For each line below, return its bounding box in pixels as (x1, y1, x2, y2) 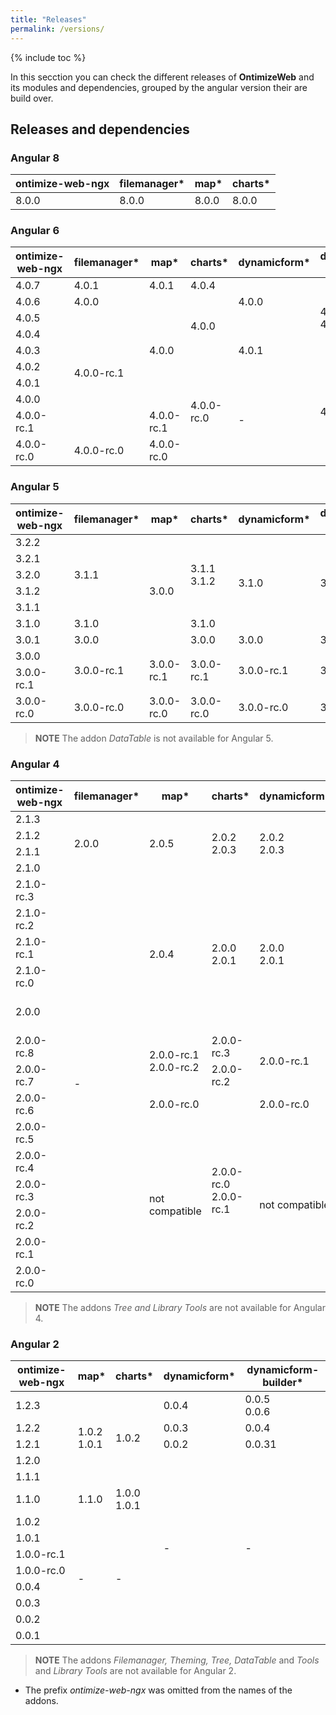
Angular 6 (10, 224, 60, 238)
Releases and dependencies (10, 121, 190, 138)
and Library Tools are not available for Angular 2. (34, 1665, 237, 1677)
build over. (10, 92, 54, 104)
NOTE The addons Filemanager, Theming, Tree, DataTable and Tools (34, 1654, 320, 1666)
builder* (262, 1376, 304, 1390)
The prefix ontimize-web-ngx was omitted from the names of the (24, 1684, 293, 1696)
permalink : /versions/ (10, 24, 105, 34)
